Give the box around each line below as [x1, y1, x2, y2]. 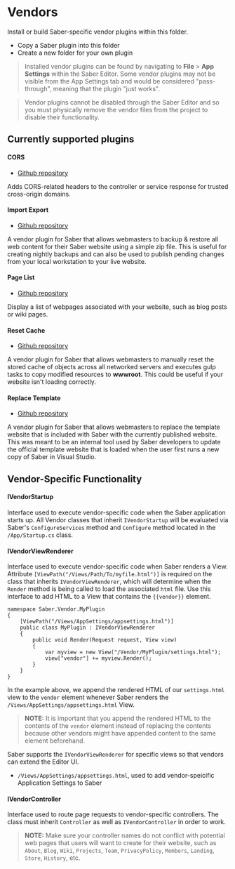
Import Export [7, 206, 49, 214]
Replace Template [7, 394, 61, 402]
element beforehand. [24, 736, 86, 745]
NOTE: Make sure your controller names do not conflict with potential [24, 831, 226, 840]
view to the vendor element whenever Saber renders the [7, 693, 169, 702]
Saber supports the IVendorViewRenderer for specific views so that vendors [7, 750, 224, 759]
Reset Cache [7, 326, 46, 334]
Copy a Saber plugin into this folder [17, 41, 121, 49]
